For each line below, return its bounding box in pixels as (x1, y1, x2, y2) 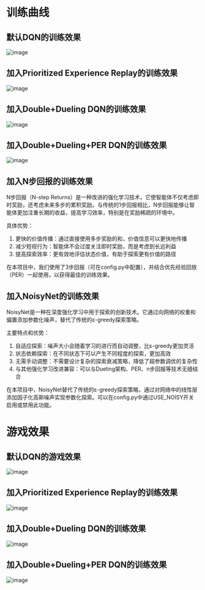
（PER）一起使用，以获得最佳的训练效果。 (6, 271, 113, 278)
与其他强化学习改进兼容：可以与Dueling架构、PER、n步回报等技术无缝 (15, 365, 193, 372)
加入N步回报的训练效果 (6, 176, 94, 186)
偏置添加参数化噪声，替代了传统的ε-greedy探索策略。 (6, 316, 143, 323)
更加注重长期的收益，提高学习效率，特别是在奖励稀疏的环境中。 (17, 209, 178, 216)
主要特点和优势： (6, 329, 50, 337)
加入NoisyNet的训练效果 (6, 291, 100, 301)
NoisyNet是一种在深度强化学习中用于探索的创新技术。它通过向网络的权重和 (6, 309, 196, 316)
